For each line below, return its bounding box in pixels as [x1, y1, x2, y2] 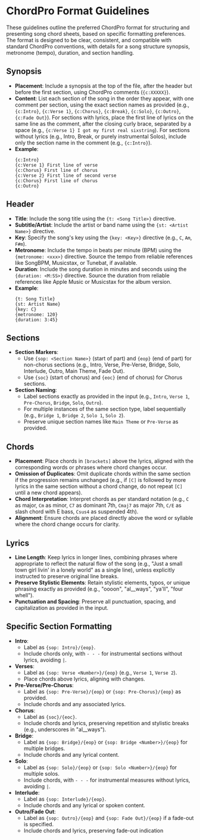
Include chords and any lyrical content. [23, 751, 120, 758]
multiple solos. [23, 770, 60, 777]
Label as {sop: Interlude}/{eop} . [23, 795, 107, 803]
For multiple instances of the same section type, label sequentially [23, 406, 186, 413]
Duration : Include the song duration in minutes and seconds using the [14, 265, 187, 272]
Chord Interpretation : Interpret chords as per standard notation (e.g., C [14, 496, 189, 503]
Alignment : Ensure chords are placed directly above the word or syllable [14, 515, 193, 522]
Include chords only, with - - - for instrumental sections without [23, 650, 183, 657]
